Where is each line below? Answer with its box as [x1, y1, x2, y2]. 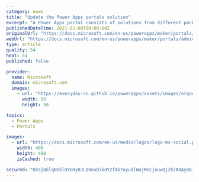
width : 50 [21, 96, 46, 102]
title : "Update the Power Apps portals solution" [6, 14, 131, 20]
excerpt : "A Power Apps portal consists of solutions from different [6, 19, 182, 25]
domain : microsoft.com [11, 80, 68, 86]
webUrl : [6, 36, 25, 42]
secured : [6, 167, 28, 173]
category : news [6, 8, 44, 15]
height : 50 [21, 102, 49, 108]
